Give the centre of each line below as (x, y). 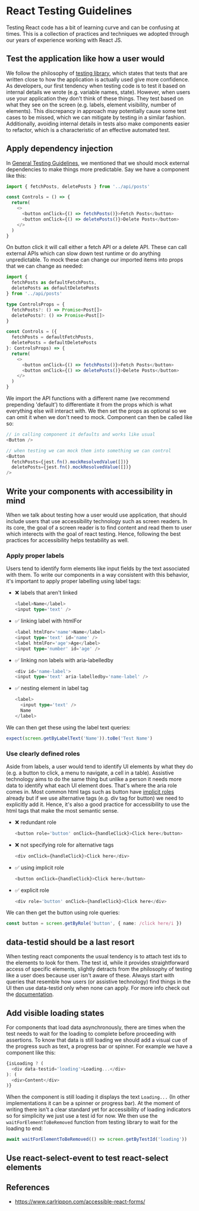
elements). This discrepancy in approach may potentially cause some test (97, 111)
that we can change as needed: (45, 266)
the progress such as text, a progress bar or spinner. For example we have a (99, 1046)
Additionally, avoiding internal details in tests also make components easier (98, 124)
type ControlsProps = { (36, 304)
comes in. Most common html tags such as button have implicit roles (90, 791)
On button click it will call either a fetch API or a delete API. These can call (97, 247)
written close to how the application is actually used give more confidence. (98, 79)
